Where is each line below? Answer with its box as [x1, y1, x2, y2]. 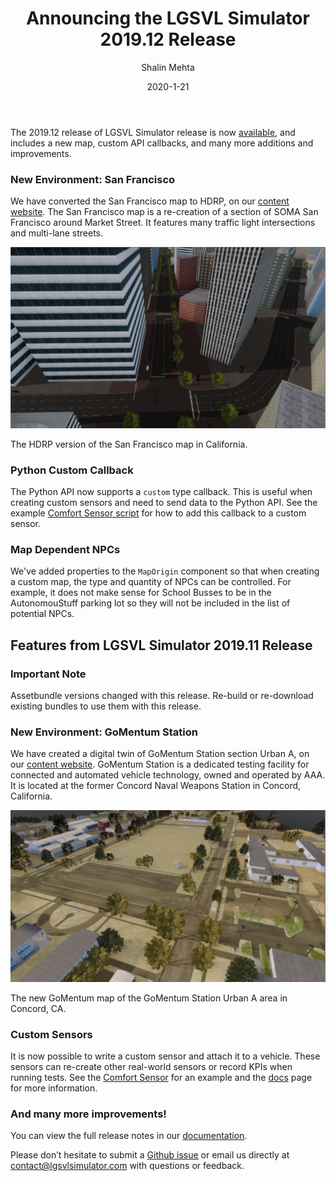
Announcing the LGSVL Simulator [26, 7, 310, 30]
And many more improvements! [10, 1107, 167, 1121]
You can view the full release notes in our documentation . [10, 1130, 248, 1142]
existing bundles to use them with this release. [10, 700, 202, 712]
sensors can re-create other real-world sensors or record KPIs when [10, 1061, 293, 1073]
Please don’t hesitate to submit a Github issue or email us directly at [10, 1149, 290, 1161]
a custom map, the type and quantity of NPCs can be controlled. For [10, 576, 292, 588]
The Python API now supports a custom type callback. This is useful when [10, 485, 313, 497]
